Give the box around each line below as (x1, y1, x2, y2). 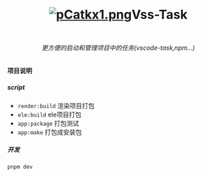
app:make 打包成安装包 (17, 128, 82, 136)
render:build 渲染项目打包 (17, 102, 95, 110)
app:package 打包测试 (17, 119, 80, 128)
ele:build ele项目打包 (17, 110, 82, 119)
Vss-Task (131, 7, 188, 22)
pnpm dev (7, 164, 33, 171)
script (7, 83, 25, 91)
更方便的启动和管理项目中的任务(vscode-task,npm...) (41, 44, 196, 52)
